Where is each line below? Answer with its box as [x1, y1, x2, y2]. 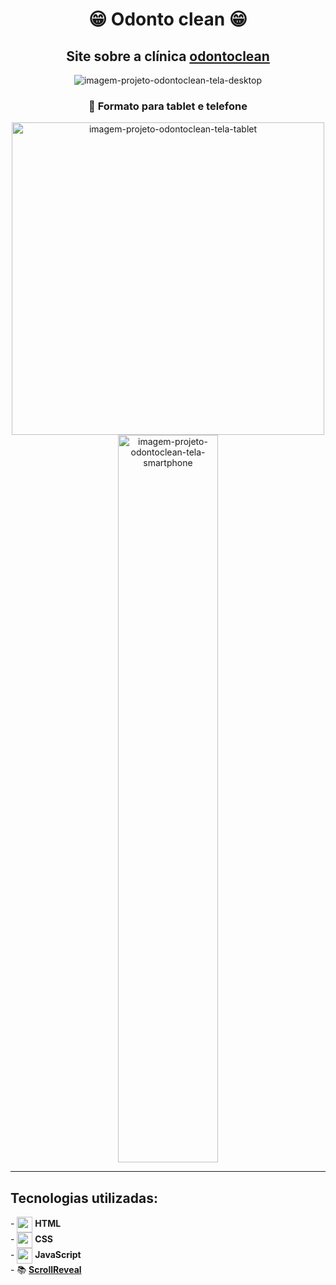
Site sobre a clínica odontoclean [66, 48, 270, 65]
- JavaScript [10, 1249, 82, 1261]
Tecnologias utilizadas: [10, 1189, 158, 1207]
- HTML [10, 1218, 62, 1230]
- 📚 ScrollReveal [10, 1264, 82, 1276]
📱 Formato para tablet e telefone [88, 99, 248, 113]
